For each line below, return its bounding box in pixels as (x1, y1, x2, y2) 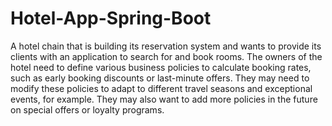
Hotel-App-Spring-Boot (10, 7, 212, 30)
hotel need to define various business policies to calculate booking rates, (10, 61, 312, 73)
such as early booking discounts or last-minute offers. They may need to (10, 72, 310, 84)
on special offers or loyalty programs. (10, 103, 165, 116)
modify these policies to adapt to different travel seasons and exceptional (10, 82, 313, 94)
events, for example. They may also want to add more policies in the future (10, 93, 318, 105)
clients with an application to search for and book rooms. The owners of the (10, 50, 323, 62)
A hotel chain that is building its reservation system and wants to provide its (10, 40, 322, 52)
